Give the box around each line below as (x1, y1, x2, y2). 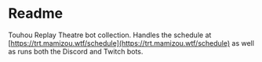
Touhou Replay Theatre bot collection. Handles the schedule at (8, 30, 212, 40)
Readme (8, 5, 64, 22)
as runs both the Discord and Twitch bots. (8, 46, 144, 56)
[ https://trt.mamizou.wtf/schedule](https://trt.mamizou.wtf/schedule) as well (8, 38, 255, 47)
